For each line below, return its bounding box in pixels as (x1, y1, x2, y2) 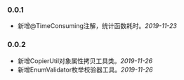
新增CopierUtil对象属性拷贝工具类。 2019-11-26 (17, 56, 153, 65)
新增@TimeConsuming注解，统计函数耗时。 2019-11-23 (17, 22, 177, 30)
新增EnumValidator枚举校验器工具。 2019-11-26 (17, 65, 153, 74)
